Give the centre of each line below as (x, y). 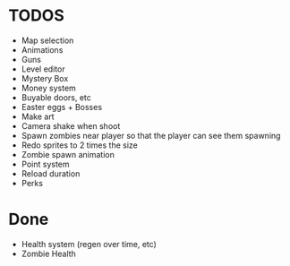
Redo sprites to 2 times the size (79, 145)
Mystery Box (45, 78)
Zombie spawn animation (68, 154)
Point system (45, 164)
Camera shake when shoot (71, 125)
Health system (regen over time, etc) (89, 244)
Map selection (47, 40)
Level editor (43, 69)
